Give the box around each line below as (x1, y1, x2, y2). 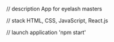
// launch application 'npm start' (6, 29, 86, 36)
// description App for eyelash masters (6, 5, 102, 12)
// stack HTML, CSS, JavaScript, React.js (6, 17, 109, 24)
